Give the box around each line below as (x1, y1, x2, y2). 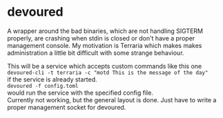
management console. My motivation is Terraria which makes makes (7, 41, 202, 49)
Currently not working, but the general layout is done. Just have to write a (7, 95, 217, 104)
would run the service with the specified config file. (7, 88, 154, 97)
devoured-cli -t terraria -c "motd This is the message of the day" (7, 69, 209, 76)
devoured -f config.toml (7, 82, 79, 89)
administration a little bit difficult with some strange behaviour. (7, 49, 184, 57)
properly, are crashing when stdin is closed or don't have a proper (7, 34, 195, 42)
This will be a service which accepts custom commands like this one (7, 62, 202, 70)
